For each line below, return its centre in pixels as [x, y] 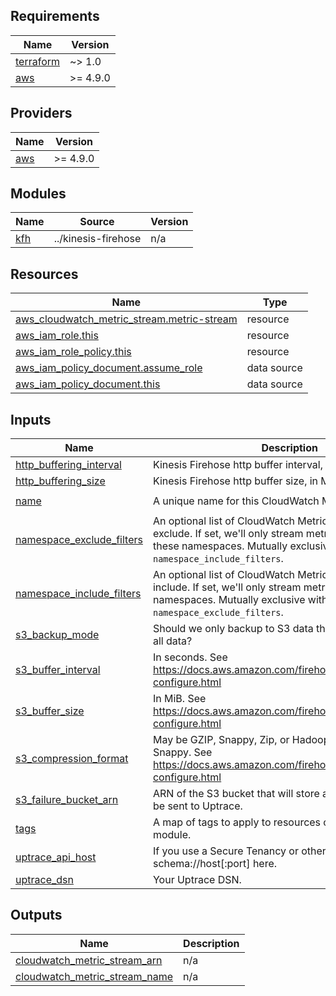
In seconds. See [190, 657]
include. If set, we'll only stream [227, 587]
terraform [38, 61]
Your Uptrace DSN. [197, 880]
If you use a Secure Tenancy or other [239, 851]
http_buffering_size [60, 481]
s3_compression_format [72, 759]
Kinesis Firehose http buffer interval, [237, 465]
